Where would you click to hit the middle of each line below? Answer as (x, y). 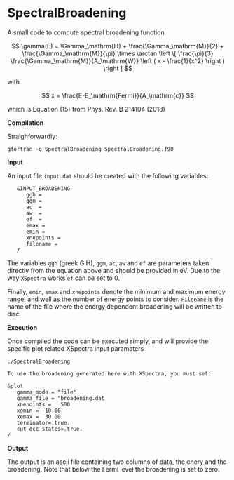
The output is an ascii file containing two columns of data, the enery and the (117, 462)
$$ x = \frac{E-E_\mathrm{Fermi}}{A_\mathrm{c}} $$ (118, 95)
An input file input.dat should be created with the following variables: (108, 175)
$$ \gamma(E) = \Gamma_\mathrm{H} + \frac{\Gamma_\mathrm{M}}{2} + (118, 46)
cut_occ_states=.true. (49, 429)
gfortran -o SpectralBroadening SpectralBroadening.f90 (90, 149)
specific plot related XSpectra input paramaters (76, 348)
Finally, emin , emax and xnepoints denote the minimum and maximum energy (116, 291)
